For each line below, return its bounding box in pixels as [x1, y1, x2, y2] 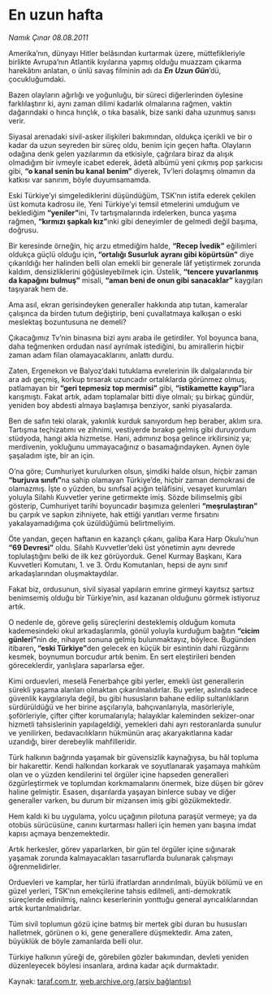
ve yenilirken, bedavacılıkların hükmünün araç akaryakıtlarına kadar [8, 727, 233, 737]
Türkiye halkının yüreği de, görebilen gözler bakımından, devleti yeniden [8, 952, 249, 961]
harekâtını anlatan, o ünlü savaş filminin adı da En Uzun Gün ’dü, [8, 65, 222, 75]
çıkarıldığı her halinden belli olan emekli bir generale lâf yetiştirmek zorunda [8, 258, 261, 267]
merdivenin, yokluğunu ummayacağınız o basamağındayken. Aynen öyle [8, 441, 250, 452]
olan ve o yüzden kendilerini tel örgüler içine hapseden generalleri [8, 770, 229, 779]
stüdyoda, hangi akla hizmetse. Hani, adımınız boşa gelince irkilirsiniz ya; [8, 433, 252, 443]
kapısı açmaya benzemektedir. [8, 828, 110, 838]
